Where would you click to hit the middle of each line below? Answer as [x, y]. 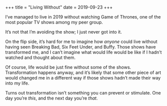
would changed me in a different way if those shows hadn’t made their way [83, 78]
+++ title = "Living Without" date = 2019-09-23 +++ [59, 7]
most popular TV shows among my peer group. [54, 22]
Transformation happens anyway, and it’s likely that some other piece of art [83, 72]
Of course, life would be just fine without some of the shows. [68, 67]
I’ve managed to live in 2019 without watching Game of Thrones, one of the [83, 17]
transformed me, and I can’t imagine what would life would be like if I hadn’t [83, 52]
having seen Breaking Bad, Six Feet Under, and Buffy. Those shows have [80, 47]
